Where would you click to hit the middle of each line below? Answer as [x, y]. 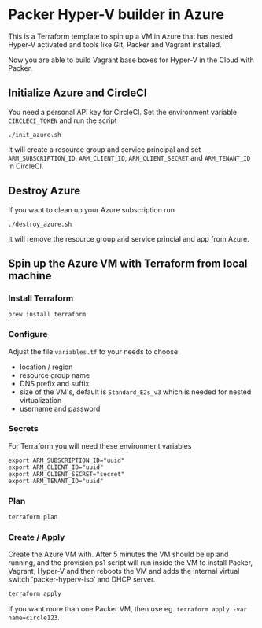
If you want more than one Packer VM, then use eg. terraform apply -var [128, 609]
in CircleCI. [26, 166]
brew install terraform [47, 315]
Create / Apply [37, 537]
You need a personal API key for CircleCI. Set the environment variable [123, 112]
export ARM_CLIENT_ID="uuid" [56, 467]
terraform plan [33, 517]
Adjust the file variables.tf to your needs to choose [93, 351]
